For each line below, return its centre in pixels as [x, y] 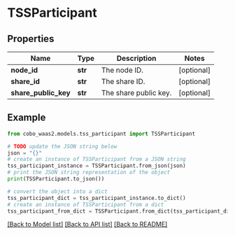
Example [27, 118]
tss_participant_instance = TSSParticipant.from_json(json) [97, 166]
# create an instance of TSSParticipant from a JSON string [97, 159]
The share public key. [136, 93]
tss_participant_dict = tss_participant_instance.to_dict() [97, 198]
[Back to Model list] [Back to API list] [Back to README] [87, 225]
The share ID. [123, 81]
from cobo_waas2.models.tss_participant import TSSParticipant [101, 134]
